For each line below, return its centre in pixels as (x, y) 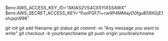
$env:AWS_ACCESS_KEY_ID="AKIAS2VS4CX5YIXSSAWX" (66, 8)
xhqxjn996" (17, 18)
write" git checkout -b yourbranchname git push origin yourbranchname (80, 33)
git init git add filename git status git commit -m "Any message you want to (82, 28)
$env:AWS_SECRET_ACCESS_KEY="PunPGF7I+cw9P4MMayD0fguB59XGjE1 (84, 13)
